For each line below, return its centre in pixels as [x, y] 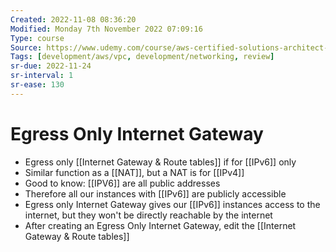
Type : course [37, 38]
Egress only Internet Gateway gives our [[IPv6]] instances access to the [172, 204]
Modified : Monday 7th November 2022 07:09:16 [106, 29]
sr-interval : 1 [42, 76]
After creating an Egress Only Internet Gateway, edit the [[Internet [160, 225]
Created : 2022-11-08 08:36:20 [73, 19]
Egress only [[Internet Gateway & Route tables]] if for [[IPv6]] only [160, 162]
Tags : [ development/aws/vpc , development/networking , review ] [142, 57]
